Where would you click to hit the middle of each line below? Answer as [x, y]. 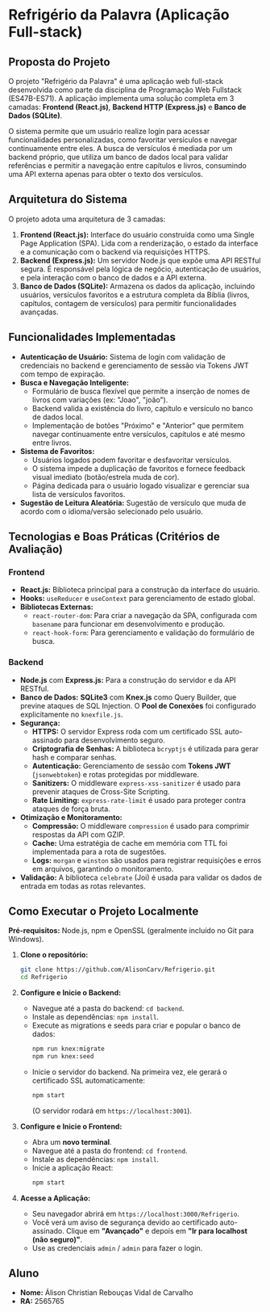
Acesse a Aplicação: [55, 1198]
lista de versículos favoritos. [79, 494]
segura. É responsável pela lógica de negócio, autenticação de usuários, [141, 269]
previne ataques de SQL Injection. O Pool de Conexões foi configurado [138, 705]
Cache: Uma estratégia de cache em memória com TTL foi [130, 843]
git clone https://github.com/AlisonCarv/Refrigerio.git [118, 970]
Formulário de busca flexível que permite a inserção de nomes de [141, 391]
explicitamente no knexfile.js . [71, 714]
